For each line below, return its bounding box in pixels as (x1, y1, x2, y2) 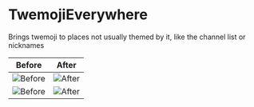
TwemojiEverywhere (8, 6, 148, 24)
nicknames (8, 40, 45, 50)
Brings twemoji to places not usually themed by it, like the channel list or (8, 32, 246, 42)
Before (15, 59, 42, 70)
